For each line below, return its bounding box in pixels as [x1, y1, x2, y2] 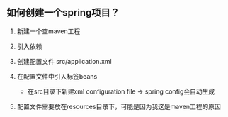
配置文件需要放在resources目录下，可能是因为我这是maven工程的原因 [16, 102, 221, 111]
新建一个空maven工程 [16, 27, 81, 35]
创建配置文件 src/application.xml [16, 57, 112, 65]
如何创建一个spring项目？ [6, 6, 120, 19]
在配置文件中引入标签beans [16, 72, 98, 80]
